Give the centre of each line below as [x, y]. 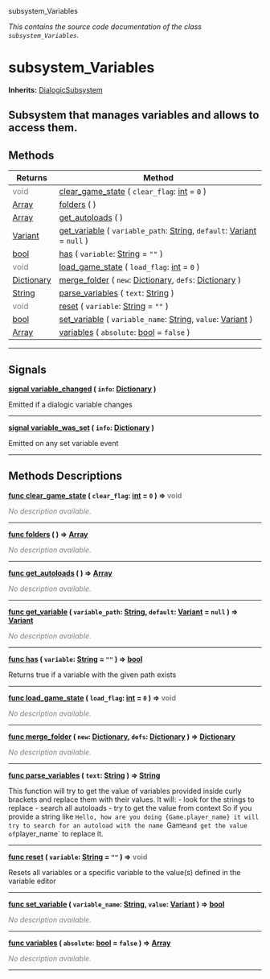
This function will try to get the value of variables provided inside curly [125, 791]
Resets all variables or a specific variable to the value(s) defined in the [125, 872]
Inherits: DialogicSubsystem [55, 89]
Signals [27, 369]
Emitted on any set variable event [63, 443]
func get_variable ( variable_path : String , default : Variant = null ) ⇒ [123, 611]
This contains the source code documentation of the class [105, 27]
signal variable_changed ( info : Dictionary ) [82, 389]
